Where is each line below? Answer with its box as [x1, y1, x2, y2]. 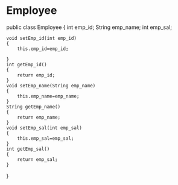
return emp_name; [17, 114, 61, 121]
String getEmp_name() [6, 104, 61, 110]
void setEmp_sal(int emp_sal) [6, 125, 83, 131]
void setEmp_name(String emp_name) [6, 83, 96, 89]
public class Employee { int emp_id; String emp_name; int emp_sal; [6, 24, 172, 31]
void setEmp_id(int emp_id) [6, 35, 77, 41]
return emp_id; [17, 72, 56, 78]
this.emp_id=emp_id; [17, 46, 69, 52]
